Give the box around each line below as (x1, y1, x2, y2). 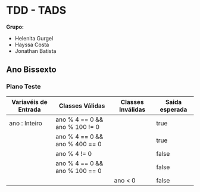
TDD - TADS (6, 4, 67, 17)
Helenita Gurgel (14, 34, 54, 42)
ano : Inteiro (9, 119, 43, 127)
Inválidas (118, 105, 146, 114)
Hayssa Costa (14, 41, 49, 48)
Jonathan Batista (14, 47, 57, 54)
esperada (160, 105, 187, 114)
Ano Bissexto (6, 65, 57, 75)
